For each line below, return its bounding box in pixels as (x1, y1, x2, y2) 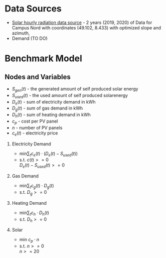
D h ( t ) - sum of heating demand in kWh (11, 112, 91, 119)
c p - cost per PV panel (11, 118, 58, 125)
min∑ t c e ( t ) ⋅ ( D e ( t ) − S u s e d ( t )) (19, 150, 78, 157)
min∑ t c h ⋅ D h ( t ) (19, 210, 49, 217)
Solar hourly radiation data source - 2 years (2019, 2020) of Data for (11, 19, 153, 25)
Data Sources (4, 3, 62, 14)
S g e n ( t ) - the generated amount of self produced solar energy (11, 86, 139, 93)
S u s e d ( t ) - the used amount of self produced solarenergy (11, 92, 128, 100)
